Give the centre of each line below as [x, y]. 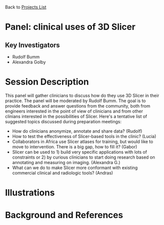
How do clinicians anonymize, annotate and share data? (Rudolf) [77, 131]
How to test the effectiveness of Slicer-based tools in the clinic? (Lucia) [84, 136]
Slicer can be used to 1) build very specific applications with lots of [80, 152]
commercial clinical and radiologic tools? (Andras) [63, 173]
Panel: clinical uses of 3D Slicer [70, 27]
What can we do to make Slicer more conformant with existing [75, 168]
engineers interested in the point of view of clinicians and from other [74, 111]
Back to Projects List [26, 7]
